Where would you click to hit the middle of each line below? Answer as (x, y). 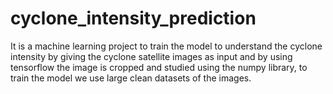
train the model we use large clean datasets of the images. (131, 78)
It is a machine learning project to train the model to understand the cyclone (166, 46)
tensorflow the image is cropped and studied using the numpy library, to (159, 67)
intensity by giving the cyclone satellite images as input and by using (151, 56)
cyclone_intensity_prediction (133, 18)
